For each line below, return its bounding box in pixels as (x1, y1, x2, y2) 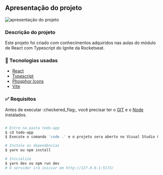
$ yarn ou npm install (5, 148, 51, 153)
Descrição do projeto (5, 29, 56, 35)
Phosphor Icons (12, 79, 44, 84)
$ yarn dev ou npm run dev (5, 161, 60, 166)
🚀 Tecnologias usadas (5, 57, 58, 64)
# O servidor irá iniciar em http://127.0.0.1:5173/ (5, 165, 114, 170)
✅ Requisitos (5, 95, 36, 102)
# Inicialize (5, 157, 32, 161)
